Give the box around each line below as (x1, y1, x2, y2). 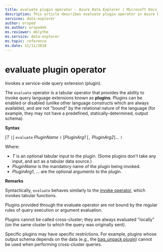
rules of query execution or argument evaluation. (5, 207, 103, 213)
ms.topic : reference (5, 39, 47, 44)
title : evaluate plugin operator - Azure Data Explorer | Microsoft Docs (5, 7, 158, 12)
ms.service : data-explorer (5, 34, 60, 39)
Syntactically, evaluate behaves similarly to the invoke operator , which (5, 187, 146, 193)
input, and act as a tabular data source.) (12, 158, 92, 164)
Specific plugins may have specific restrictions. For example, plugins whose (5, 231, 157, 237)
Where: (5, 144, 20, 150)
